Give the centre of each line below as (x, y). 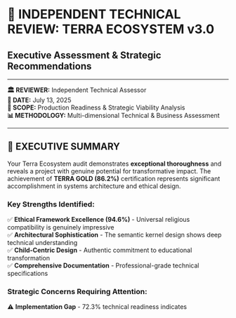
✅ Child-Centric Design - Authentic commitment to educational (100, 250)
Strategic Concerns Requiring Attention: (77, 292)
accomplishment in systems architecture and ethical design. (94, 186)
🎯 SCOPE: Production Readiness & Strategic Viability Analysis (96, 107)
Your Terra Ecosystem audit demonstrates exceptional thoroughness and (114, 164)
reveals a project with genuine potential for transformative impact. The (109, 171)
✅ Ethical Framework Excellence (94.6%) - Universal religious (99, 220)
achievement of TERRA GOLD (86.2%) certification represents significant (114, 178)
